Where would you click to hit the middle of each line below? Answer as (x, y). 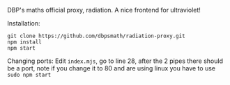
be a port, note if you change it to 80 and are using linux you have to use (112, 68)
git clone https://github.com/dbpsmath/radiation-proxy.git (97, 36)
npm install (24, 42)
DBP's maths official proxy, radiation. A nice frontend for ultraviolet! (104, 10)
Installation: (24, 23)
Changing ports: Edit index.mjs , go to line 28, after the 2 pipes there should (115, 61)
